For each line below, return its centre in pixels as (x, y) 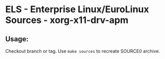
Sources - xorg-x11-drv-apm (67, 20)
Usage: (17, 39)
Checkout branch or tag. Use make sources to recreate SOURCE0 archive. (83, 51)
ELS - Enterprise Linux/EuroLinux (77, 9)
